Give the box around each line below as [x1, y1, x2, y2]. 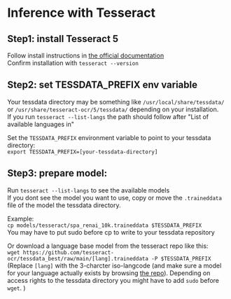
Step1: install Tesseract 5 [7, 33, 119, 45]
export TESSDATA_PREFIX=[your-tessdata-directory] [7, 148, 158, 155]
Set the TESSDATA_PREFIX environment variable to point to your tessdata [7, 133, 211, 141]
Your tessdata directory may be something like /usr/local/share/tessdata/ [7, 97, 225, 106]
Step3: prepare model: [7, 167, 107, 179]
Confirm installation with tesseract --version [7, 59, 139, 67]
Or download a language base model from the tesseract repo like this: [7, 242, 209, 250]
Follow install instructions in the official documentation [7, 51, 164, 60]
